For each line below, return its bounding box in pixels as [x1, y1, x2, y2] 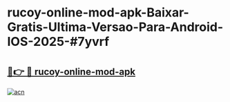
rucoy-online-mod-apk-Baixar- [7, 5, 190, 21]
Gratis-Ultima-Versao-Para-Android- [7, 19, 224, 35]
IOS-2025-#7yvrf [7, 34, 110, 49]
